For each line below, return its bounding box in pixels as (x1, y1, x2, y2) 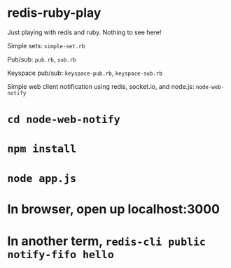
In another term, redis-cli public (7, 233, 206, 249)
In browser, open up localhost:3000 (7, 201, 220, 217)
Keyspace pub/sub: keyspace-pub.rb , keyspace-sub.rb (7, 69, 163, 77)
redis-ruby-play (7, 5, 101, 21)
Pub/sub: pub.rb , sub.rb (7, 55, 76, 64)
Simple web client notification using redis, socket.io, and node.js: (7, 82, 195, 90)
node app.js (7, 171, 77, 185)
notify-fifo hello (7, 248, 114, 261)
